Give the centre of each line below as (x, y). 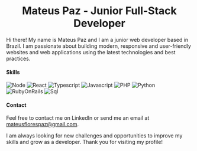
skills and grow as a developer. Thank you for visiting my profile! (84, 142)
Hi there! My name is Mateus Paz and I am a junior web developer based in (97, 40)
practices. (18, 58)
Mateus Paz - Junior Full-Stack (99, 11)
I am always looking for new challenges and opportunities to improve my (94, 136)
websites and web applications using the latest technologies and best (91, 52)
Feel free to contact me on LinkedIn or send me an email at (78, 118)
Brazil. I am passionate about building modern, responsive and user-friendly (98, 46)
